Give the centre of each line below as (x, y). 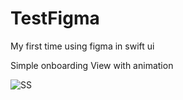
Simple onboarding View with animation (92, 65)
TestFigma (55, 18)
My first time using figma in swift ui (82, 46)
